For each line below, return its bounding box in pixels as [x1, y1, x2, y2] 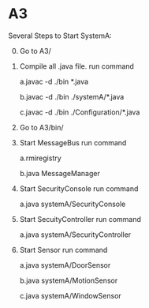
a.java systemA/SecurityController [19, 230, 132, 239]
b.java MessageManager [19, 168, 100, 178]
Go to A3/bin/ [19, 122, 64, 132]
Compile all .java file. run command [19, 61, 134, 71]
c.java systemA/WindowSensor [19, 291, 122, 300]
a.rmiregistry [19, 153, 61, 163]
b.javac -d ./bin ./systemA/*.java [19, 92, 125, 101]
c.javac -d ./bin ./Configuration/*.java [19, 107, 140, 117]
